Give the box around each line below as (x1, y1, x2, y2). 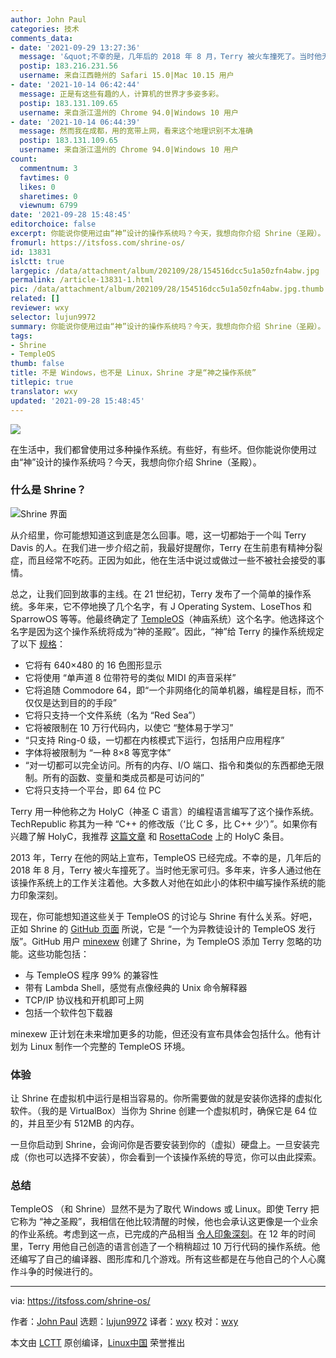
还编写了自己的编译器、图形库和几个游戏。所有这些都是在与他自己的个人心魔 (10, 1253, 326, 1265)
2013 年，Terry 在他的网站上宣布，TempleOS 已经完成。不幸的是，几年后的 (10, 851, 322, 863)
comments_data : (10, 33, 74, 43)
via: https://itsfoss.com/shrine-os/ (10, 1295, 151, 1307)
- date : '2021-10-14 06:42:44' (10, 80, 141, 90)
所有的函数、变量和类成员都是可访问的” (42, 771, 205, 783)
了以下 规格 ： (10, 637, 66, 650)
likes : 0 (19, 182, 56, 192)
